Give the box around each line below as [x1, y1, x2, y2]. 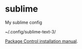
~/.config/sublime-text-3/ [5, 29, 56, 34]
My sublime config [5, 19, 42, 25]
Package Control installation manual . [5, 38, 79, 44]
